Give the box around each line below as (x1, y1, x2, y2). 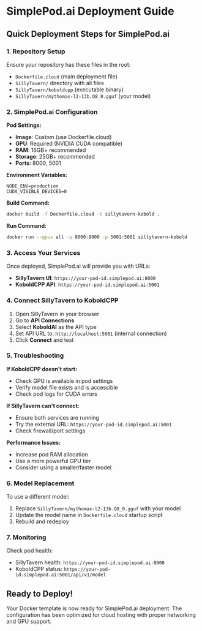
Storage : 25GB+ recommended (15, 153, 95, 161)
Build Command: (6, 199, 50, 206)
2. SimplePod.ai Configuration (6, 107, 98, 116)
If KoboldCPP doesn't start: (6, 365, 78, 372)
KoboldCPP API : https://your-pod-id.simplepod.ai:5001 (15, 281, 160, 289)
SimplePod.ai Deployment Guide (6, 4, 174, 18)
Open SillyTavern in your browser (15, 310, 100, 317)
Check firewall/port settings (15, 427, 86, 434)
